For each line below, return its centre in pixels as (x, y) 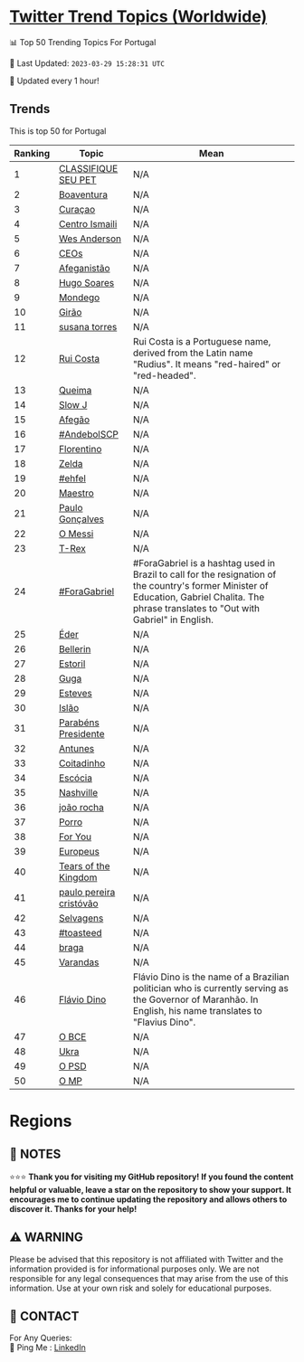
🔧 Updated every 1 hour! (54, 80)
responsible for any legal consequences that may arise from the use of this (149, 1278)
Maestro (76, 493)
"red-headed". (164, 375)
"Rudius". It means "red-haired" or (207, 364)
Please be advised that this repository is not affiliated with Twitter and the (146, 1259)
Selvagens (81, 918)
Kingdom (78, 877)
